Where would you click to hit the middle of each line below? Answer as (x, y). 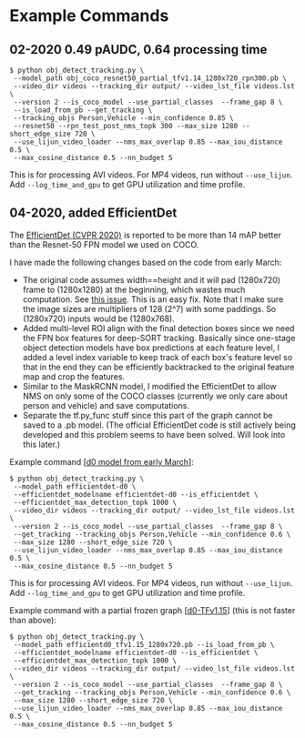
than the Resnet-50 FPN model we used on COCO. (104, 244)
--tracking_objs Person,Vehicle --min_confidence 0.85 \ (123, 118)
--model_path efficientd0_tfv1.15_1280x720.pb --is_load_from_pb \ (144, 644)
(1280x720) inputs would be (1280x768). (99, 318)
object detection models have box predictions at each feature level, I (151, 348)
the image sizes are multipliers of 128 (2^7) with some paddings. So (149, 308)
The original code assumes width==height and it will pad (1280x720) (151, 279)
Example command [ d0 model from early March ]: (102, 461)
